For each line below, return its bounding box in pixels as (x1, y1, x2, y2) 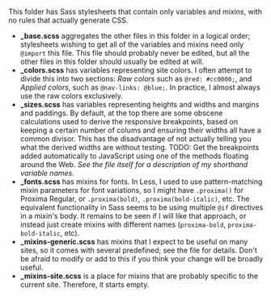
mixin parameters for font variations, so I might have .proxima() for (19, 186, 244, 195)
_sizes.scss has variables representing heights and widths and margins (19, 100, 260, 109)
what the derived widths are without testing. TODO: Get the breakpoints (19, 143, 260, 152)
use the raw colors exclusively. (19, 91, 123, 100)
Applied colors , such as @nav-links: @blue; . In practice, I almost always (19, 82, 260, 92)
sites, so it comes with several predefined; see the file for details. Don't (19, 245, 257, 255)
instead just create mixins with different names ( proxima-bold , (19, 220, 227, 229)
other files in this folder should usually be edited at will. (19, 56, 205, 66)
